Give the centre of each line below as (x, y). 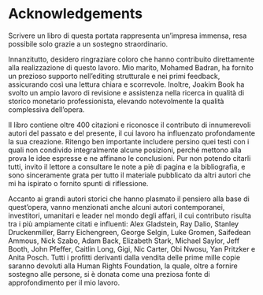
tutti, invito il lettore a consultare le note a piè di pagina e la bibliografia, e (127, 166)
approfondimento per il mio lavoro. (64, 282)
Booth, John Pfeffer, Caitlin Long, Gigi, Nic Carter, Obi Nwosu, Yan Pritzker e (132, 248)
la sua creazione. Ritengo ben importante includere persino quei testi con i (129, 141)
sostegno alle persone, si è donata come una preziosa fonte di (109, 274)
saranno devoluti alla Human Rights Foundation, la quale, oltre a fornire (123, 266)
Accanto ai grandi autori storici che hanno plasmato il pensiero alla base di (129, 199)
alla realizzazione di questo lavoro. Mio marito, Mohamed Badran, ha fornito (131, 67)
